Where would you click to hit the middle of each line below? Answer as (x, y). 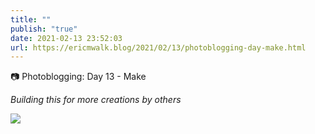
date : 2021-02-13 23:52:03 (66, 38)
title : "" (31, 19)
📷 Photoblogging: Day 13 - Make (78, 77)
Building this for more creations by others (96, 100)
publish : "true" (44, 29)
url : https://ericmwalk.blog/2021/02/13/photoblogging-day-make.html (158, 47)
